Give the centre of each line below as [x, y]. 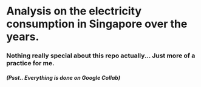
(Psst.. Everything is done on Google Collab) [63, 77]
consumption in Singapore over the [97, 24]
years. [23, 37]
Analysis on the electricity [74, 11]
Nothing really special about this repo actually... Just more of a [101, 56]
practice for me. [30, 63]
